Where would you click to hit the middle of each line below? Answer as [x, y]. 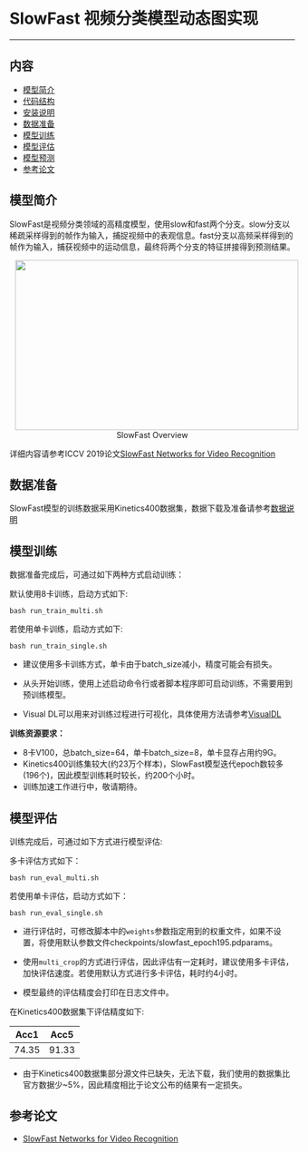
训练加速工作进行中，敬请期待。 [82, 787]
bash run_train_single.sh [58, 646]
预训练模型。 [46, 695]
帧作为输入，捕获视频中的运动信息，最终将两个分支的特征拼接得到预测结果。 [152, 247]
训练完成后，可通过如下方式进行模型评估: [86, 841]
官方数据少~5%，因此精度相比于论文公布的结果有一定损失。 [135, 1085]
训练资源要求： [37, 733]
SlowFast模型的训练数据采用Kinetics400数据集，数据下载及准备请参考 [140, 508]
